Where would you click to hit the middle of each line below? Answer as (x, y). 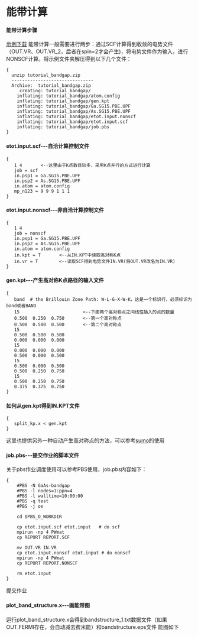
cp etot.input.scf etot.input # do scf (68, 527)
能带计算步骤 (22, 30)
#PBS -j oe (30, 507)
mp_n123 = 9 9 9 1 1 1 (42, 191)
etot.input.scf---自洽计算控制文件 (48, 146)
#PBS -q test (33, 501)
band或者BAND (21, 306)
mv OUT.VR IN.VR (37, 548)
